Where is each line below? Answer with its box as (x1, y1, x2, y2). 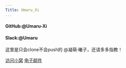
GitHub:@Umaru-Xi (5, 23, 47, 29)
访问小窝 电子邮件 (5, 57, 42, 63)
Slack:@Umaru (5, 35, 38, 41)
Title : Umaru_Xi (5, 7, 39, 13)
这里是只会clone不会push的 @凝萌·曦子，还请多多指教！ (5, 47, 123, 53)
